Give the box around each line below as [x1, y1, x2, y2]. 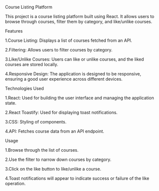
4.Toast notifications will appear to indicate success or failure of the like [5, 175, 150, 181]
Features [5, 28, 23, 34]
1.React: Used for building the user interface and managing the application [5, 95, 155, 101]
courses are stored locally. [5, 62, 59, 67]
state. [5, 100, 17, 106]
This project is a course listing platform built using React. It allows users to [5, 14, 155, 19]
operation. [5, 181, 26, 186]
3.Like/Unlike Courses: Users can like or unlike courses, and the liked [5, 56, 144, 62]
